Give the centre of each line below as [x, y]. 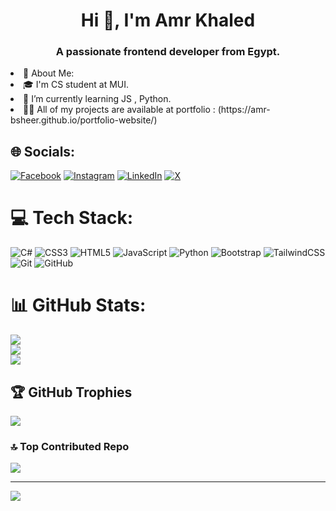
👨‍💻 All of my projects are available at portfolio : [119, 110]
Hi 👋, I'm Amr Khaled [168, 20]
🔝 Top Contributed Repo [70, 446]
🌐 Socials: [43, 151]
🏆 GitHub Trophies [71, 392]
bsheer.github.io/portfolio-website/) [84, 120]
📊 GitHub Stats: [78, 305]
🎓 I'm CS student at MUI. [76, 85]
